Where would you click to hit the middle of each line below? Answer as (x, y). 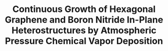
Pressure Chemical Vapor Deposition (84, 41)
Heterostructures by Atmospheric (84, 30)
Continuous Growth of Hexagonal (84, 9)
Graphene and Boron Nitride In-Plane (84, 20)
